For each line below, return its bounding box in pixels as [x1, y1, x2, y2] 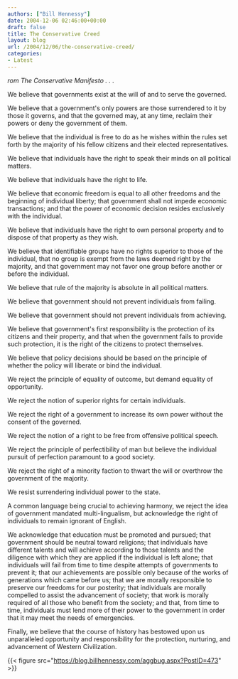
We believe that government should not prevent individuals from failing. [7, 296, 217, 306]
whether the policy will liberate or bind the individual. [7, 360, 162, 370]
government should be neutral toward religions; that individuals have [7, 538, 208, 546]
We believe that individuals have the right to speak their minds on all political [7, 154, 231, 162]
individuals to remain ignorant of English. [7, 516, 126, 525]
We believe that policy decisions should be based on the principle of [7, 353, 207, 362]
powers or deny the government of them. [7, 119, 128, 127]
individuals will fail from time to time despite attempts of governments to [7, 560, 219, 569]
